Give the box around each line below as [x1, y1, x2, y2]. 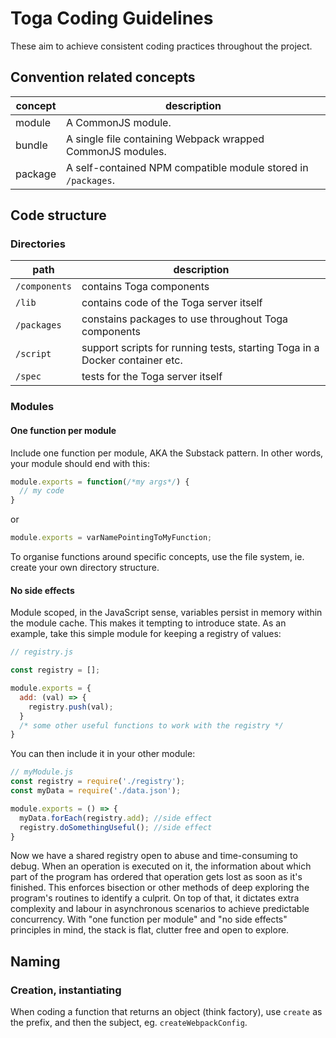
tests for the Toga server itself [81, 370, 223, 384]
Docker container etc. [81, 353, 183, 367]
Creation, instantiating [10, 983, 122, 997]
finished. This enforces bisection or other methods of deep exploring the [10, 882, 310, 894]
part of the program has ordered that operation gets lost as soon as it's [10, 871, 303, 883]
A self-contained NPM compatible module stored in [65, 160, 309, 174]
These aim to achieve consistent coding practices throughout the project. [10, 40, 313, 52]
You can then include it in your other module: [10, 748, 196, 760]
